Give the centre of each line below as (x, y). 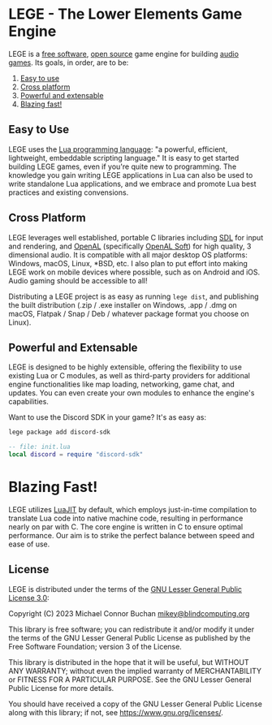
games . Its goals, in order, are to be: (69, 63)
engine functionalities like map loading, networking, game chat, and (122, 384)
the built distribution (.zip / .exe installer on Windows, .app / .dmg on (123, 304)
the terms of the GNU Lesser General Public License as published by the (130, 637)
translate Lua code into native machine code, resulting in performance (126, 518)
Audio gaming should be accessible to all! (78, 280)
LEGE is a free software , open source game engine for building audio (124, 54)
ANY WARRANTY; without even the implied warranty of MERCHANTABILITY (135, 671)
